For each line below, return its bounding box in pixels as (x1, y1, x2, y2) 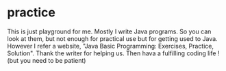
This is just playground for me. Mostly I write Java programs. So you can (7, 27, 212, 35)
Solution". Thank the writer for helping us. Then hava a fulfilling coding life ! (7, 49, 220, 57)
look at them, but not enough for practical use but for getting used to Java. (7, 34, 218, 42)
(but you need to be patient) (7, 56, 86, 64)
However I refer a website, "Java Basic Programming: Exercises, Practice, (7, 42, 214, 50)
